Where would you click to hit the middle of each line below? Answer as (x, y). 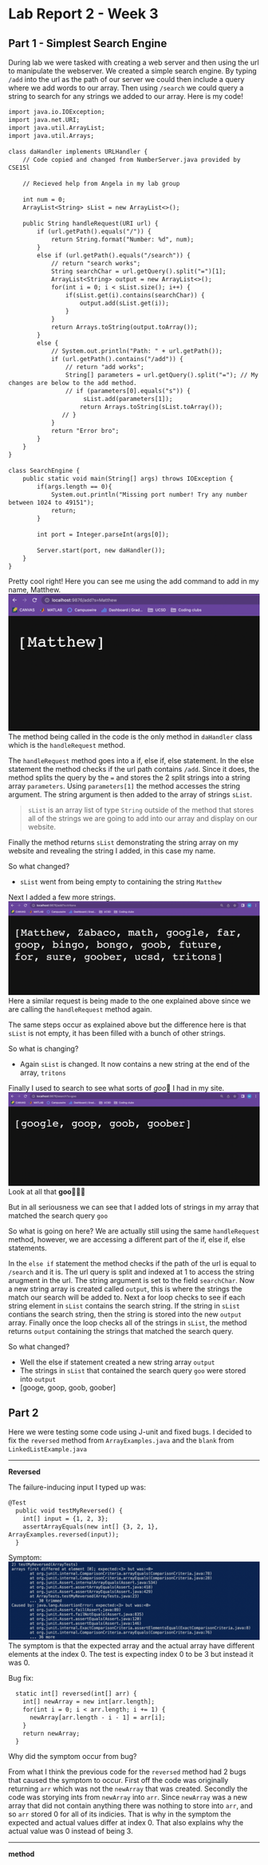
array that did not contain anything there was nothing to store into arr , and (131, 1806)
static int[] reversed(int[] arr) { (76, 1694)
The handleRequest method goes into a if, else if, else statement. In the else (131, 761)
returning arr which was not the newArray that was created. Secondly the (128, 1789)
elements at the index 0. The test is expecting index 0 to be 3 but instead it (131, 1654)
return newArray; (51, 1734)
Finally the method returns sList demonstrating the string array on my (124, 843)
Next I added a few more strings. (62, 897)
